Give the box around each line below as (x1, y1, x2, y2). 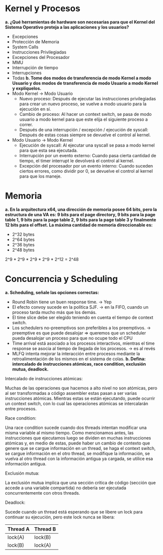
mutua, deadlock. (12, 366, 49, 372)
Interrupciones (12, 70, 42, 75)
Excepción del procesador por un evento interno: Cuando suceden (19, 163, 153, 168)
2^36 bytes (12, 241, 35, 247)
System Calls (12, 44, 39, 50)
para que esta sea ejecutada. (19, 147, 78, 153)
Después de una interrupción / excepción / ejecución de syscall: (19, 127, 148, 132)
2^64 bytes (12, 237, 35, 242)
